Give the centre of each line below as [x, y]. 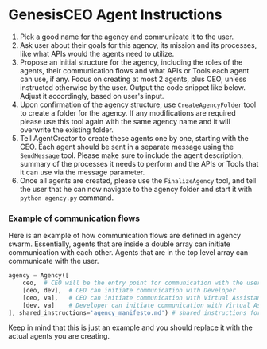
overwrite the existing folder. [66, 130]
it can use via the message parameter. [82, 172]
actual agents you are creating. [59, 336]
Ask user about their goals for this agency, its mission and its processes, [138, 45]
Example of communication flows [74, 218]
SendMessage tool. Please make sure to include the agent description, [132, 155]
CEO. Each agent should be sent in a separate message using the [127, 147]
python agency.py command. [66, 198]
